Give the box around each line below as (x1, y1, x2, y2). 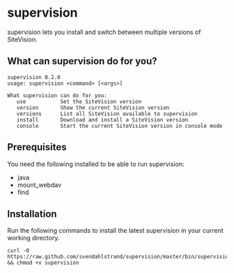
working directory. (7, 234, 60, 242)
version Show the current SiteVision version (16, 104, 170, 111)
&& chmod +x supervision (7, 259, 79, 267)
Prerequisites (7, 141, 67, 154)
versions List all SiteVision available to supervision (16, 110, 198, 117)
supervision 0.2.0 (7, 74, 61, 81)
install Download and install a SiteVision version (16, 116, 189, 123)
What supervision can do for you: (7, 92, 108, 99)
